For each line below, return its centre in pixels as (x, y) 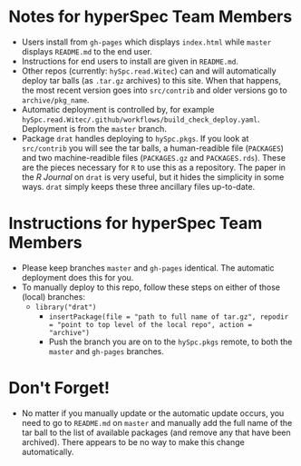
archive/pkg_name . (55, 99)
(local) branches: (53, 296)
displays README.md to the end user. (87, 51)
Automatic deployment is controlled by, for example (118, 109)
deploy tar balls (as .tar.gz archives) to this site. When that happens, (151, 80)
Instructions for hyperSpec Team (136, 223)
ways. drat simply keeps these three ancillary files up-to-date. (138, 186)
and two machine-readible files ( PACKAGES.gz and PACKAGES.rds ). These (154, 157)
